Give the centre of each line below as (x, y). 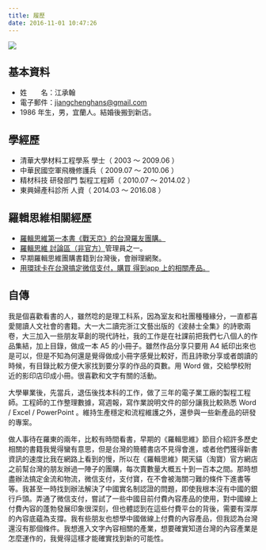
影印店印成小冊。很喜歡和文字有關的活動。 (91, 375)
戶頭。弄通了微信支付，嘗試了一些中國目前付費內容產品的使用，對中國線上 (136, 498)
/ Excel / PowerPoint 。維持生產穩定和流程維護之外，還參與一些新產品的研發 (132, 412)
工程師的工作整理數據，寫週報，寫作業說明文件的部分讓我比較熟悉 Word (139, 402)
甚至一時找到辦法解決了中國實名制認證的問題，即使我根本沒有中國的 (140, 488)
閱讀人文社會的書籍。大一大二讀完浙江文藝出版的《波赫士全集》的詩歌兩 (133, 325)
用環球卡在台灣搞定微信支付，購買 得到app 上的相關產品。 (114, 267)
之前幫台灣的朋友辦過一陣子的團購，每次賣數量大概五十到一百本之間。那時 (129, 468)
